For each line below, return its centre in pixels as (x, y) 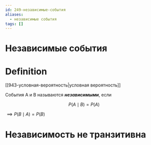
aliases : (14, 14)
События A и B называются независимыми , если (58, 95)
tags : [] (14, 24)
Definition (26, 71)
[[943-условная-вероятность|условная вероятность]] (63, 85)
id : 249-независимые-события (35, 10)
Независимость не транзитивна (76, 134)
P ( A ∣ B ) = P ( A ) (84, 104)
